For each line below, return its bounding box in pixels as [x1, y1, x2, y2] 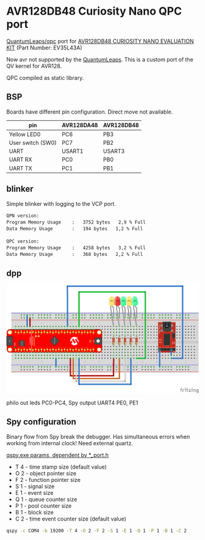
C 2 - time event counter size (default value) [15, 515, 127, 522]
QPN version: [6, 213, 40, 219]
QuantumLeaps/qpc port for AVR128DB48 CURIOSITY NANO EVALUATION [6, 37, 194, 45]
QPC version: [6, 238, 40, 245]
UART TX [9, 164, 32, 172]
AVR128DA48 [62, 122, 98, 129]
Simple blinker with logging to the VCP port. [6, 200, 116, 207]
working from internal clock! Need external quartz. [6, 439, 133, 447]
